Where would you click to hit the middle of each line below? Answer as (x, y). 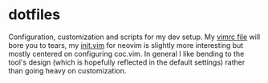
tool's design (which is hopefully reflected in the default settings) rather (127, 62)
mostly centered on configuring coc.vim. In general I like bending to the (126, 53)
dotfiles (35, 15)
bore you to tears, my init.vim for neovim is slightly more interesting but (126, 45)
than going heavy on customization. (67, 70)
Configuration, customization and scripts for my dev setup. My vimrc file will (134, 37)
